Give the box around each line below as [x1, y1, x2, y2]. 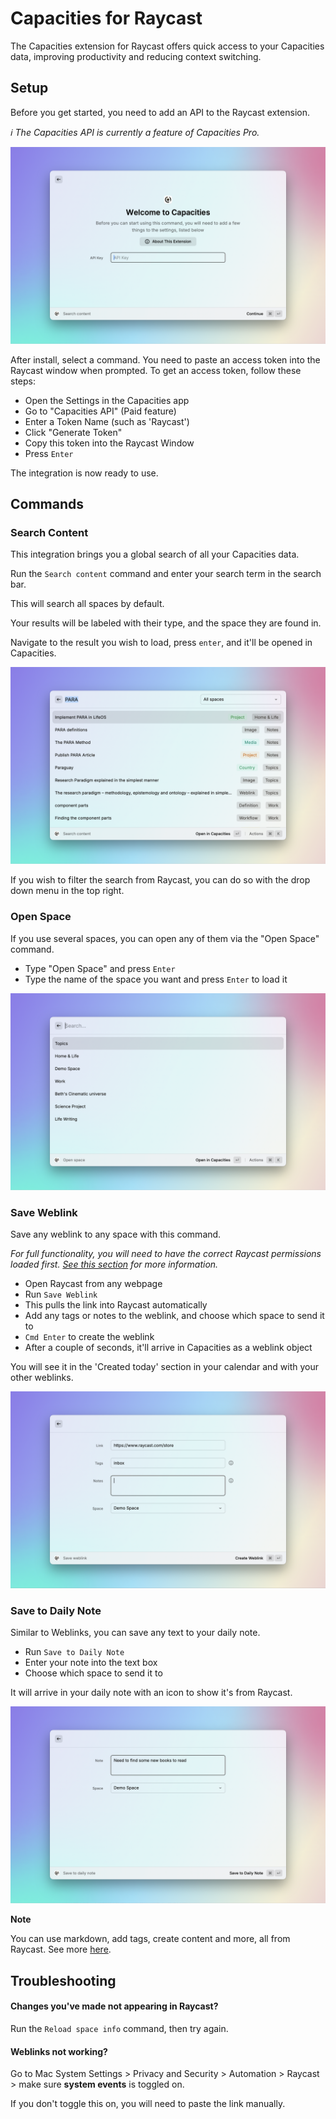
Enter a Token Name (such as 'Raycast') [24, 415, 190, 427]
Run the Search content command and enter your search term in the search [10, 568, 322, 580]
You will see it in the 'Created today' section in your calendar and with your [10, 1361, 320, 1373]
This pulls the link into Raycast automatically [24, 1299, 208, 1311]
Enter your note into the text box [24, 1657, 158, 1669]
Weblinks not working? [10, 2045, 108, 2057]
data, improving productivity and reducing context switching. [10, 50, 262, 62]
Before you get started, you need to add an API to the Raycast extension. [10, 106, 310, 118]
